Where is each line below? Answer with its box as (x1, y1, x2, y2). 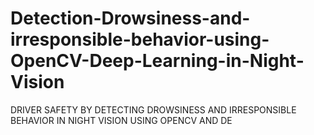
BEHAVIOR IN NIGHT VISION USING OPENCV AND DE (10, 114, 233, 126)
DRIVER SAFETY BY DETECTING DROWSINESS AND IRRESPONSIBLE (10, 103, 297, 116)
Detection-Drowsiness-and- (10, 7, 251, 30)
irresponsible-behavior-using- (10, 28, 270, 51)
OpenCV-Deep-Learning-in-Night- (10, 50, 305, 72)
